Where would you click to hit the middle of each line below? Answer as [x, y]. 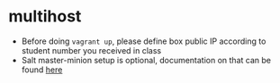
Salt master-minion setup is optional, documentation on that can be [146, 60]
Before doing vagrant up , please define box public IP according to [144, 41]
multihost [45, 17]
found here [42, 70]
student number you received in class [91, 50]
